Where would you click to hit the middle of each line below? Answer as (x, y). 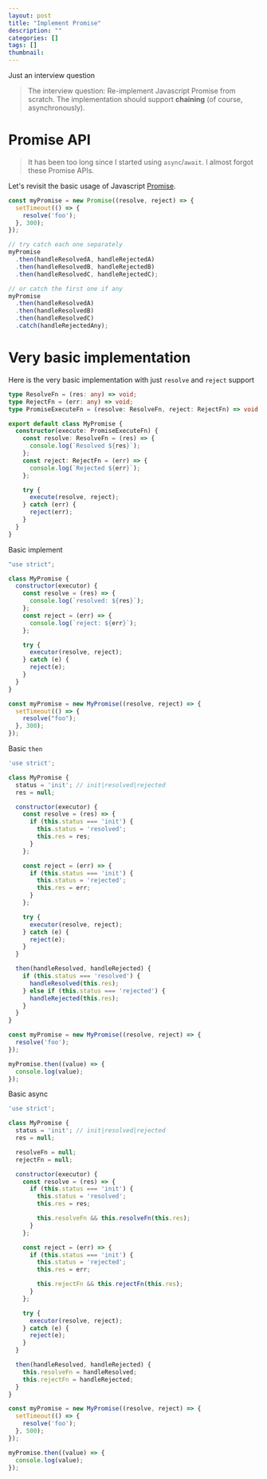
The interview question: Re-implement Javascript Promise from (132, 91)
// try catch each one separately (66, 245)
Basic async (28, 1094)
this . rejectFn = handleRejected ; (78, 1379)
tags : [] (23, 45)
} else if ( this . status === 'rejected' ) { (94, 991)
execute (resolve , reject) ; (74, 498)
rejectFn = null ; (44, 1160)
